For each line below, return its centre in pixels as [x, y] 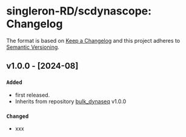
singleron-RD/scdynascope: [79, 11]
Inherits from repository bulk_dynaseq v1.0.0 [70, 101]
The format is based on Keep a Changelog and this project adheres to [93, 40]
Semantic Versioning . [33, 47]
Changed [18, 116]
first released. [32, 95]
